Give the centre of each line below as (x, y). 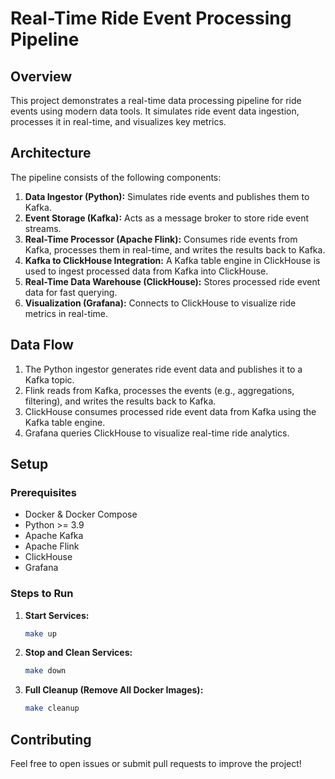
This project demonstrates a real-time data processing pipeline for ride (156, 100)
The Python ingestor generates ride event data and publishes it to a (163, 369)
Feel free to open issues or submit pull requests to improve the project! (156, 764)
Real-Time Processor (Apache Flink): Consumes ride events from (161, 239)
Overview (41, 76)
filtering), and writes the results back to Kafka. (120, 401)
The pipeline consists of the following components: (116, 177)
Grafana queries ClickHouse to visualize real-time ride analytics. (157, 433)
